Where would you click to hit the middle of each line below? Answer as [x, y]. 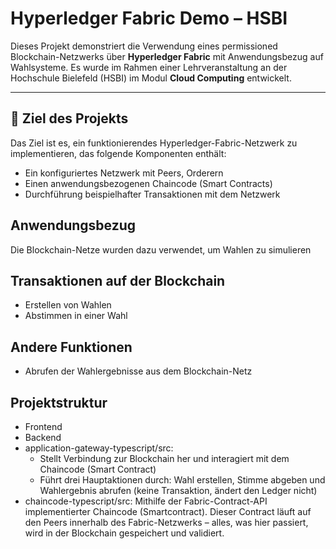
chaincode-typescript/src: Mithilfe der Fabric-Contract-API [146, 501]
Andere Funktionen [71, 347]
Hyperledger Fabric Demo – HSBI [149, 18]
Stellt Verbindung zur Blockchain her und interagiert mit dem [164, 458]
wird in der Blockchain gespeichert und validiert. [124, 533]
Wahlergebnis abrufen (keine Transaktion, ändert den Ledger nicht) [178, 490]
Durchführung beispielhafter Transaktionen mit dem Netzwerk [152, 194]
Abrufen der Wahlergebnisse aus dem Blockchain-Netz [138, 371]
